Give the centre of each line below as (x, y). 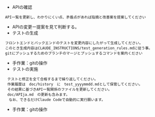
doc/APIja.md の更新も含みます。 (38, 95)
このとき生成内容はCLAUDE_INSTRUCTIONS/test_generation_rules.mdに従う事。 (79, 48)
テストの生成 (25, 33)
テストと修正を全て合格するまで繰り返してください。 (53, 79)
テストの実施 (25, 69)
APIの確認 (22, 7)
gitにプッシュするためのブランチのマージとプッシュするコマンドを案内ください (74, 53)
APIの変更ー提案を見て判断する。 (46, 27)
